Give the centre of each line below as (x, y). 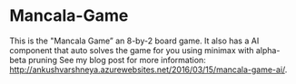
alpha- (268, 50)
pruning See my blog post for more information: (117, 60)
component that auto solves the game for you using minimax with (132, 50)
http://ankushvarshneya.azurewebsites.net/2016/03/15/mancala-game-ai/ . (148, 70)
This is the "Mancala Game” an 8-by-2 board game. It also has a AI (134, 41)
